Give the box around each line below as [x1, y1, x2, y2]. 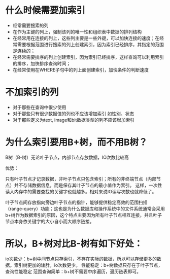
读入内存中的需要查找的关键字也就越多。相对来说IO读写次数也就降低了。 [5, 188, 157, 194]
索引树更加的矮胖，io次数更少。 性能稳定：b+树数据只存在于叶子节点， [14, 262, 163, 268]
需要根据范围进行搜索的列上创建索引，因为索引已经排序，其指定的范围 [17, 41, 164, 47]
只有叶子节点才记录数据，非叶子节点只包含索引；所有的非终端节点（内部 [5, 176, 156, 182]
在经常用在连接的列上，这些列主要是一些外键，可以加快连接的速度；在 [12, 35, 160, 41]
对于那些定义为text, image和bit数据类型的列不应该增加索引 [12, 117, 135, 123]
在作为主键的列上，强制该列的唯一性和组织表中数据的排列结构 [12, 28, 142, 34]
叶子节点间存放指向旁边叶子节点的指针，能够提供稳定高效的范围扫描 [5, 199, 148, 205]
